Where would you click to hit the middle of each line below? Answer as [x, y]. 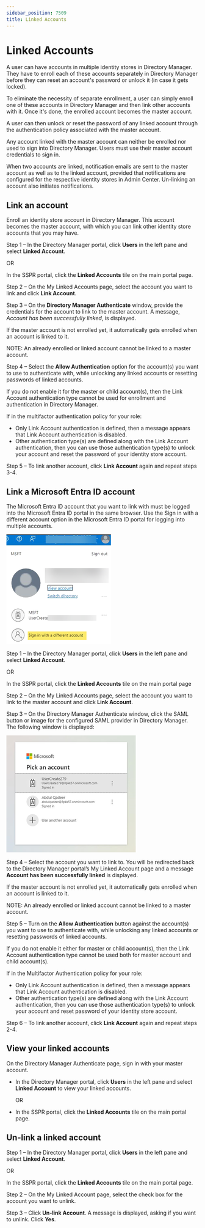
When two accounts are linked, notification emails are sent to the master [97, 167]
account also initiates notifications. [50, 186]
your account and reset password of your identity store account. [96, 1011]
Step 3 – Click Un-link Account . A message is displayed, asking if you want [101, 1213]
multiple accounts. [30, 526]
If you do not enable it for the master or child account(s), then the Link [95, 392]
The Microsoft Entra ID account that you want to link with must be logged [98, 507]
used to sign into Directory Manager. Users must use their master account [99, 148]
